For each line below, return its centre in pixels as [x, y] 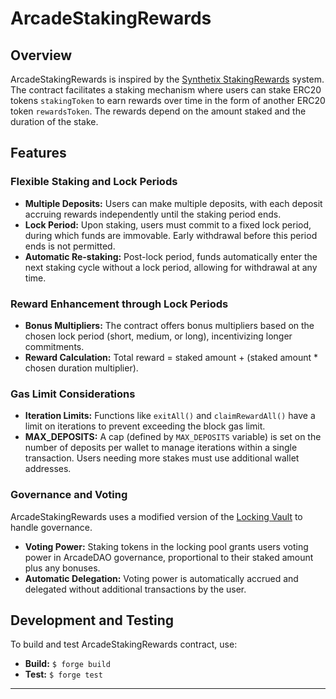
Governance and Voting [69, 495]
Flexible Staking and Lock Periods [94, 182]
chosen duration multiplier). [81, 368]
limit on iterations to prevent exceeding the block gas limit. [145, 426]
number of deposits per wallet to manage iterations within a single [161, 448]
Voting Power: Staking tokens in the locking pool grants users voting [166, 546]
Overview [41, 55]
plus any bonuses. [62, 568]
